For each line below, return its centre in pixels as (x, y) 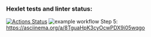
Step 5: (109, 22)
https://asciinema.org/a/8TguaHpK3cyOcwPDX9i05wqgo (76, 28)
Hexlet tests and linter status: (49, 9)
